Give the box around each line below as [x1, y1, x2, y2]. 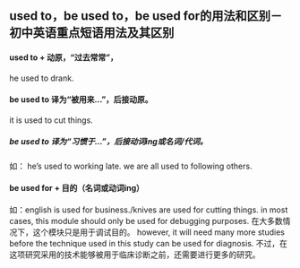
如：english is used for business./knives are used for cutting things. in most [9, 204, 288, 215]
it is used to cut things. [9, 115, 94, 125]
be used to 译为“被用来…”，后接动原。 [9, 94, 154, 105]
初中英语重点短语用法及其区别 [9, 25, 175, 40]
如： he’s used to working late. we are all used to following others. [9, 160, 253, 171]
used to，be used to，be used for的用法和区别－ [9, 8, 283, 24]
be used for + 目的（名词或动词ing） [9, 183, 145, 194]
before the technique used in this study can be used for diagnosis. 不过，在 [9, 238, 288, 248]
